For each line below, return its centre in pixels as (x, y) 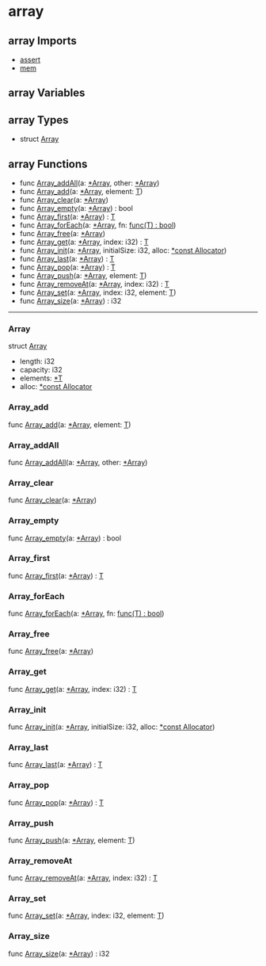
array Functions (48, 164)
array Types (38, 120)
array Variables (47, 93)
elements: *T (41, 378)
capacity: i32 (41, 370)
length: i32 (37, 361)
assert (30, 59)
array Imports (43, 41)
